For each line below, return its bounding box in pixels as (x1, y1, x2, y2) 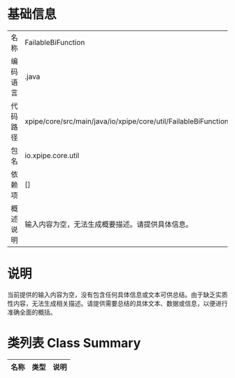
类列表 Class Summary (7, 335, 141, 351)
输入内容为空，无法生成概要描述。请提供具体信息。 (24, 219, 194, 229)
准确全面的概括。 (7, 308, 57, 316)
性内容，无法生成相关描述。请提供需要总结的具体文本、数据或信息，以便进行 (7, 299, 228, 307)
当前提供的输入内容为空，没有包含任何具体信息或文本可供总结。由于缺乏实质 (7, 290, 228, 299)
